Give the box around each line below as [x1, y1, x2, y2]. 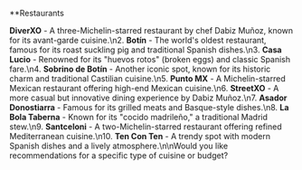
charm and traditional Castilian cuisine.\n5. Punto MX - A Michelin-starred [9, 73, 287, 84]
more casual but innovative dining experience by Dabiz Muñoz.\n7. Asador [9, 92, 288, 103]
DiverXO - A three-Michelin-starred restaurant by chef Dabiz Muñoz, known [9, 25, 294, 35]
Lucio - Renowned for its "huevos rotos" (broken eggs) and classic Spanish [9, 54, 291, 64]
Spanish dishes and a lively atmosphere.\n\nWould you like [9, 140, 229, 151]
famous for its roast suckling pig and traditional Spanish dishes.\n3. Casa [9, 44, 282, 55]
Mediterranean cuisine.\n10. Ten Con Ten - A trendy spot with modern [9, 131, 271, 141]
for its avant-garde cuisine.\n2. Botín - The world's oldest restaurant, [9, 35, 267, 45]
